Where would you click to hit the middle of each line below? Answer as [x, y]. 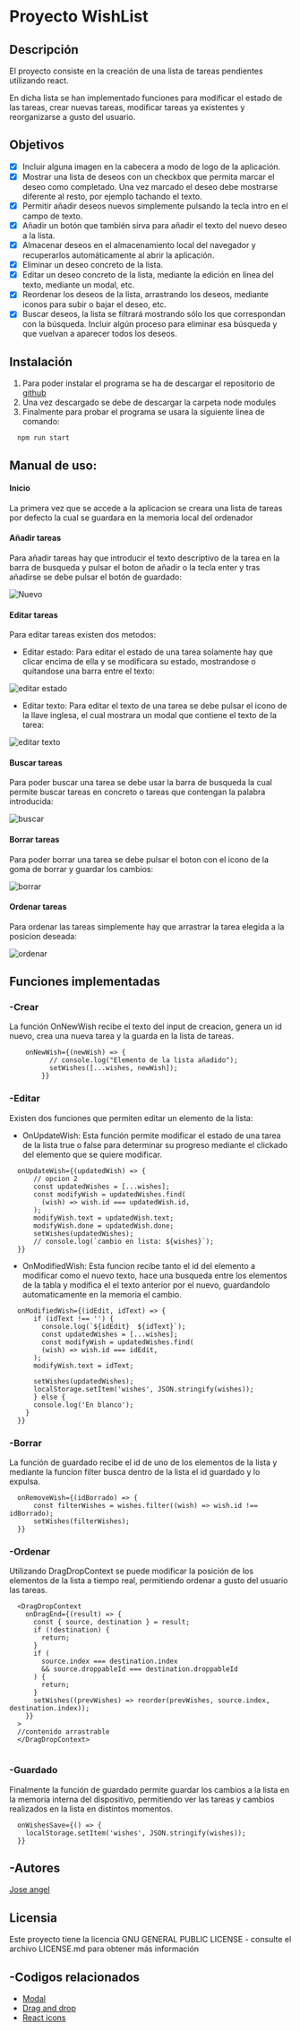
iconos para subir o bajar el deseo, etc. [94, 304]
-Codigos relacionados [75, 1977]
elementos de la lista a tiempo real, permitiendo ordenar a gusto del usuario [149, 1581]
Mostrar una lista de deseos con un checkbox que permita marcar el [148, 176]
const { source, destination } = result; [111, 1623]
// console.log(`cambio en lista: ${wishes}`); [124, 1241]
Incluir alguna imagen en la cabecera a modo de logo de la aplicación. [151, 167]
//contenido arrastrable [64, 1732]
